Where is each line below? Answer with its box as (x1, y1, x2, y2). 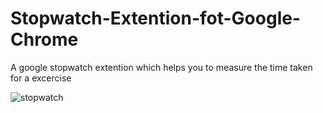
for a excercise (10, 72, 72, 84)
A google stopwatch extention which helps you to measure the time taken (10, 61, 313, 73)
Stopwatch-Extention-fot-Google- (10, 7, 302, 30)
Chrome (10, 28, 79, 51)
